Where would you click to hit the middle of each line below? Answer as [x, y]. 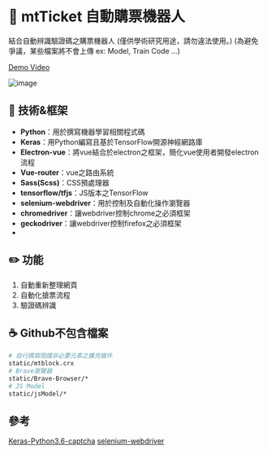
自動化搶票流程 [45, 295]
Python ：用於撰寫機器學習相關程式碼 [82, 132]
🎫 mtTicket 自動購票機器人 [97, 17]
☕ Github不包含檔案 [58, 333]
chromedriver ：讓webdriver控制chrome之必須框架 [105, 213]
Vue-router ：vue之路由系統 [67, 172]
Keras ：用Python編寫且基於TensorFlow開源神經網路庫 [111, 142]
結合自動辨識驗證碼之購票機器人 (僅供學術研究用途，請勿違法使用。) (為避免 [133, 41]
